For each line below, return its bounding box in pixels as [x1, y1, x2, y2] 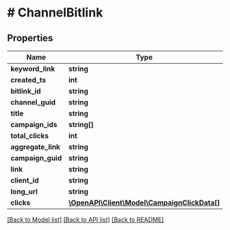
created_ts [10, 76, 47, 84]
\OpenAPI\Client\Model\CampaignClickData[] [68, 198, 220, 207]
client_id [10, 176, 39, 185]
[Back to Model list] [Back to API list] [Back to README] [7, 216, 164, 224]
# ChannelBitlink [7, 5, 103, 21]
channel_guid [10, 97, 56, 107]
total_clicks [10, 131, 49, 140]
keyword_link [10, 64, 55, 73]
